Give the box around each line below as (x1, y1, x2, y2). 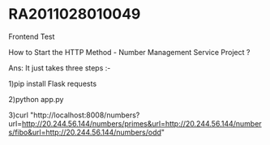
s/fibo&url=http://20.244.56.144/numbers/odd (8, 127, 162, 137)
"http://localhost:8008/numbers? (29, 110, 140, 120)
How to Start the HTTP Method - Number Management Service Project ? (8, 47, 251, 57)
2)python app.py (8, 94, 64, 104)
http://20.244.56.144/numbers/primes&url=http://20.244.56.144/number (21, 118, 262, 128)
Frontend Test (8, 32, 55, 41)
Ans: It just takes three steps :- (8, 62, 111, 73)
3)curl (8, 110, 28, 120)
